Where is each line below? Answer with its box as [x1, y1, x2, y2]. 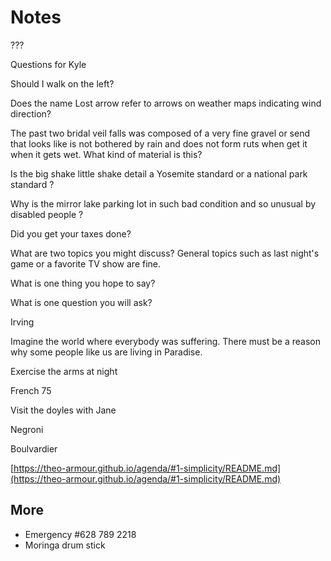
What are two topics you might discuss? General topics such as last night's [10, 247, 320, 259]
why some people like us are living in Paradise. [10, 346, 203, 358]
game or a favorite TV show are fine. [10, 257, 162, 270]
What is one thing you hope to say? [10, 277, 156, 289]
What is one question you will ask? [10, 296, 153, 308]
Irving [10, 316, 35, 328]
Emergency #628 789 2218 [24, 528, 137, 540]
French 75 [10, 384, 52, 396]
